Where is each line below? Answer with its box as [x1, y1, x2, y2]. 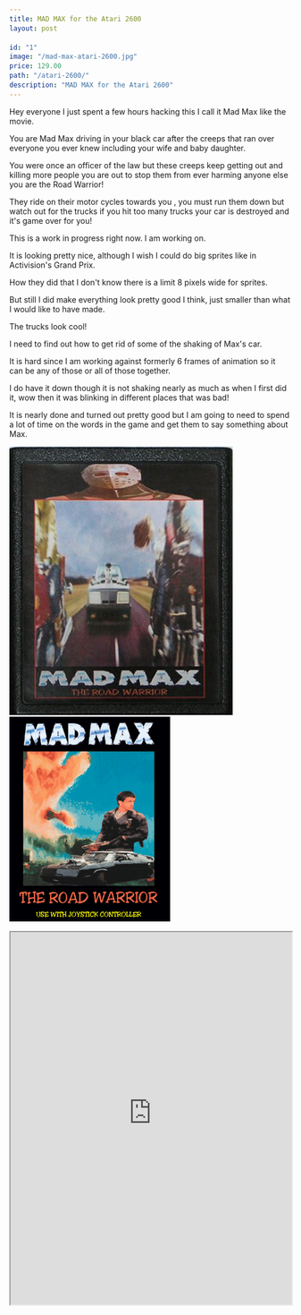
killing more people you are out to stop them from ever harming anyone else [9, 169, 288, 180]
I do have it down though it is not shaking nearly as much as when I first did [9, 382, 288, 393]
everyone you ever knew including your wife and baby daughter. [9, 142, 247, 153]
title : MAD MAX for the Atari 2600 [9, 14, 142, 23]
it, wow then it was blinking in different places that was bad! [9, 392, 230, 403]
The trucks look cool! [9, 320, 88, 331]
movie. [9, 115, 34, 126]
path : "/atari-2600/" [9, 72, 90, 81]
